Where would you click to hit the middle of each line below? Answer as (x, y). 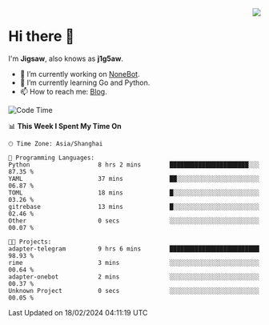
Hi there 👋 (41, 36)
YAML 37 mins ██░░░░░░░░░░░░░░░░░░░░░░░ (134, 179)
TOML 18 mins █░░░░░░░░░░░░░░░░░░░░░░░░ (134, 193)
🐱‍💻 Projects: (30, 242)
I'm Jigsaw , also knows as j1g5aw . (66, 58)
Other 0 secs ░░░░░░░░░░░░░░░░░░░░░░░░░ (134, 221)
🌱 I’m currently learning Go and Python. (85, 82)
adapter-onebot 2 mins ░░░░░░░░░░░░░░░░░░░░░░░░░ (134, 277)
